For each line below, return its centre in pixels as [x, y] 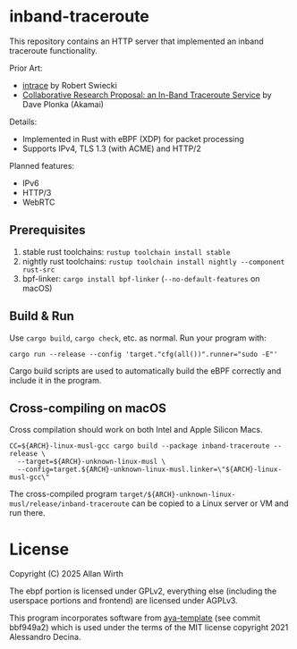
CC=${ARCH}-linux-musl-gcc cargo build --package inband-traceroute [140, 446]
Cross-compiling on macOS [88, 408]
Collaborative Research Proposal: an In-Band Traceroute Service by [147, 95]
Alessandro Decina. [45, 637]
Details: [23, 122]
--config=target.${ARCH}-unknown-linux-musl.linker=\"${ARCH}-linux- [149, 470]
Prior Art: [26, 68]
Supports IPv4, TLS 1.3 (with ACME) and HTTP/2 [111, 148]
